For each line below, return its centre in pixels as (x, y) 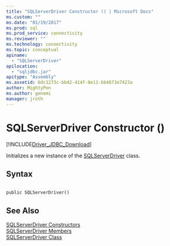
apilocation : (22, 66)
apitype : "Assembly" (31, 77)
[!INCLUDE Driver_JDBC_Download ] (49, 144)
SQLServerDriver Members (39, 231)
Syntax (19, 174)
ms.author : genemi (29, 93)
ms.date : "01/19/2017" (34, 22)
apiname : (17, 55)
